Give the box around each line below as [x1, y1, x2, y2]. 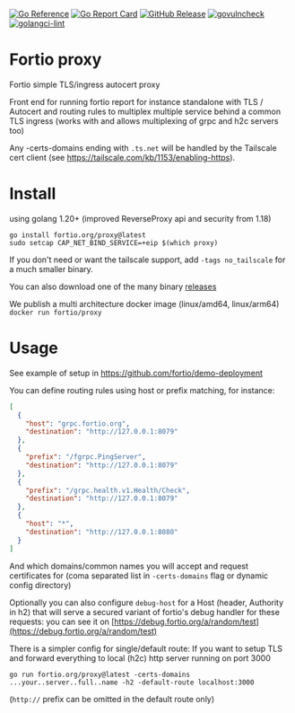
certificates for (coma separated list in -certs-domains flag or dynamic [9, 570, 269, 581]
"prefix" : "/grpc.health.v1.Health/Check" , [25, 486, 191, 495]
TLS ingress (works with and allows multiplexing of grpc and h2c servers [9, 115, 279, 126]
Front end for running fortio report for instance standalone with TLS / [9, 96, 264, 107]
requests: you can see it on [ [9, 616, 115, 627]
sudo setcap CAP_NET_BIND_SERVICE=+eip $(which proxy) [9, 238, 219, 247]
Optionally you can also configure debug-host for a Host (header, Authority [9, 597, 284, 608]
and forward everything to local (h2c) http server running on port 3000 [9, 652, 271, 664]
